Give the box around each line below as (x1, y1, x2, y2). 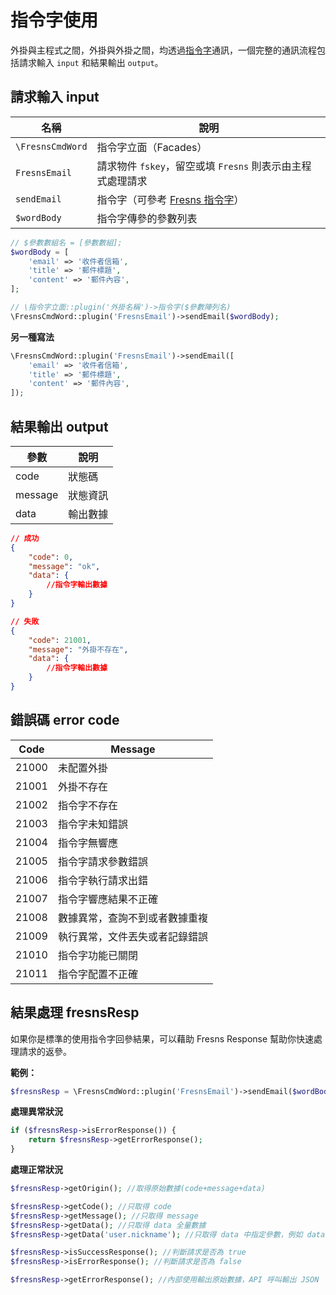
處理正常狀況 (10, 1164, 63, 1176)
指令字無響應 (57, 836, 118, 850)
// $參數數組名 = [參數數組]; (10, 237, 123, 248)
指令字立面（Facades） (96, 140, 208, 154)
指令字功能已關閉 (57, 948, 138, 962)
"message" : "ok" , (28, 561, 101, 571)
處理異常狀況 (10, 1106, 63, 1118)
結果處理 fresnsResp (10, 1004, 140, 1021)
